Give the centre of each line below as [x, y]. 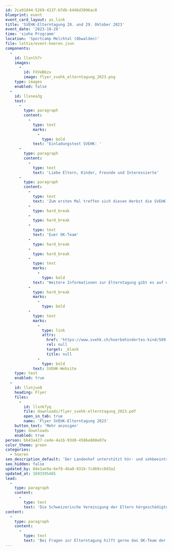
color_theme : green [26, 445]
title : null [59, 354]
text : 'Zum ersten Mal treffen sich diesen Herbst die [92, 201]
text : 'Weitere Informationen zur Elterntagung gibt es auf [98, 282]
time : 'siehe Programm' [31, 34]
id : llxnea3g [28, 96]
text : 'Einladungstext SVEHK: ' [67, 144]
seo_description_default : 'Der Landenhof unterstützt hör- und [74, 460]
